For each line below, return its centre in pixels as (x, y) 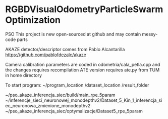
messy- (150, 34)
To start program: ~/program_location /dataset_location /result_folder (77, 85)
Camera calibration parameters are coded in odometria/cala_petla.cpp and (83, 64)
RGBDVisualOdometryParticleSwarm (84, 9)
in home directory (23, 75)
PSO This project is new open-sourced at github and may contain (73, 34)
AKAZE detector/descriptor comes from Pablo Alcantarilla (65, 49)
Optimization (33, 20)
